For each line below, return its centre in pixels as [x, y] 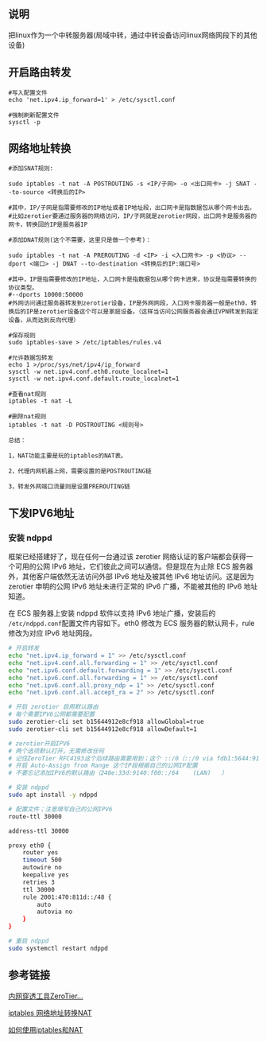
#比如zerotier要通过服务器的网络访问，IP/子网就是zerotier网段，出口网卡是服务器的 [132, 216]
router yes [41, 853]
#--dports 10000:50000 [46, 295]
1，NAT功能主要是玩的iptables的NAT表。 [68, 456]
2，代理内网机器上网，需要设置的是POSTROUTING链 [80, 472]
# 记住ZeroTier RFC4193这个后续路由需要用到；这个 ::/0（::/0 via [111, 758]
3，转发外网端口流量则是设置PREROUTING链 [70, 487]
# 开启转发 [24, 648]
